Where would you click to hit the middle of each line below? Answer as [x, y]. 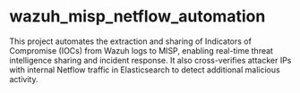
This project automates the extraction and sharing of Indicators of [131, 41]
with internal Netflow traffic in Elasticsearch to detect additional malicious [145, 70]
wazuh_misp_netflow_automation [137, 17]
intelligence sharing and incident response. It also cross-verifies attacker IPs [150, 60]
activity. [24, 79]
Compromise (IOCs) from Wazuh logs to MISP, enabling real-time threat [141, 50]
